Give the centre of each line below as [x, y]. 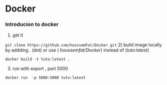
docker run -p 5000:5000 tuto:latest [45, 78]
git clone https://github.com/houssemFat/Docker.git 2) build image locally [83, 45]
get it [18, 35]
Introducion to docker [32, 24]
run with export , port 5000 [40, 68]
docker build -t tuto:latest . [38, 59]
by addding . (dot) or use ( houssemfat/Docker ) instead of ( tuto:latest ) [77, 50]
